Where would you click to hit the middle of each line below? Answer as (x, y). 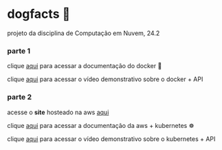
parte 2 (20, 97)
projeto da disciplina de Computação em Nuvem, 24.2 (84, 33)
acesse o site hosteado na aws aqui (58, 112)
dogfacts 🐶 (39, 14)
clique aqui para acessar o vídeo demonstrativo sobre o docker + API (105, 79)
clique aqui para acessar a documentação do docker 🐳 (85, 66)
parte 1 (19, 51)
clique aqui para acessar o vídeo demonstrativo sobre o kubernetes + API (111, 139)
